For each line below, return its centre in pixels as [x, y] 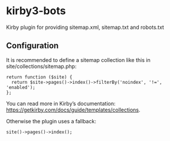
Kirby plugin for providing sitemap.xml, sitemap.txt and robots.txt [85, 27]
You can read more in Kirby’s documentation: [61, 103]
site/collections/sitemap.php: [41, 66]
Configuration [32, 46]
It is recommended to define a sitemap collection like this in [78, 60]
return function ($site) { [39, 77]
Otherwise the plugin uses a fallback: [51, 121]
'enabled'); [21, 87]
